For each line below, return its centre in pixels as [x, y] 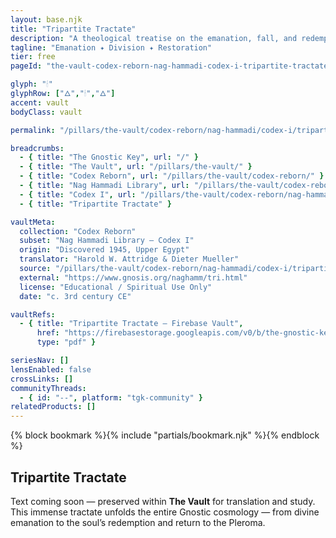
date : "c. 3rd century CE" [75, 296]
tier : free [33, 57]
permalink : [33, 130]
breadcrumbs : [37, 148]
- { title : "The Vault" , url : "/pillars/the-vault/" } [136, 167]
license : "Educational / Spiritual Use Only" [116, 287]
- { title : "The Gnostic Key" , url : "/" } [109, 157]
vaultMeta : [33, 222]
